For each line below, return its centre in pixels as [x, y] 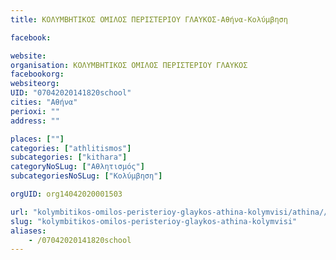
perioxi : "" [35, 111]
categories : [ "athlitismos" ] [71, 148]
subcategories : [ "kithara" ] [69, 157]
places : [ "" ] [37, 139]
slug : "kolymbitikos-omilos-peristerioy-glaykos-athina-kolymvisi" [154, 221]
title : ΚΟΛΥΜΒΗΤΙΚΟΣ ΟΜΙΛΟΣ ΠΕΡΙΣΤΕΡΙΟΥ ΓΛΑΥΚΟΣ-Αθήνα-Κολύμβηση [149, 19]
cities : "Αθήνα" [44, 102]
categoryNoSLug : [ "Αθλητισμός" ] [77, 167]
